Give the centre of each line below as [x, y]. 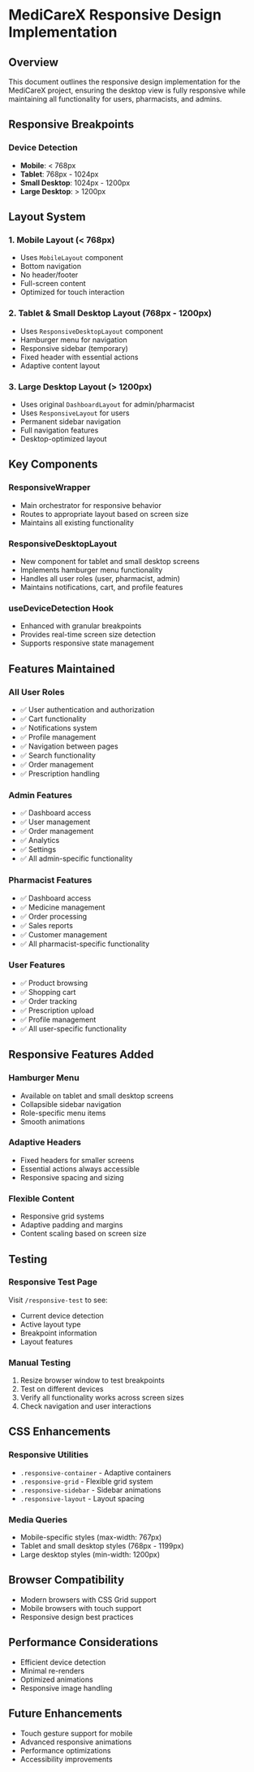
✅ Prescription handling [60, 773]
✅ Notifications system [58, 727]
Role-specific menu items [63, 1113]
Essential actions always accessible [80, 1169]
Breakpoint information [58, 1333]
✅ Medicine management [62, 907]
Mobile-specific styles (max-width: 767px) [91, 1537]
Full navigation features [59, 430]
